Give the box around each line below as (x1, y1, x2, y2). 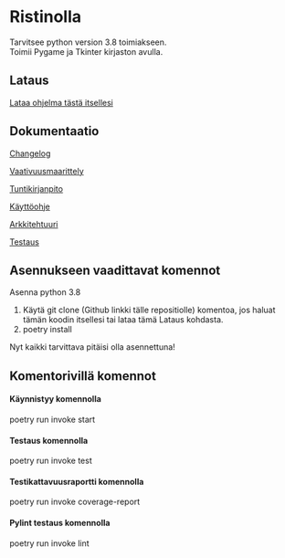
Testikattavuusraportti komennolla (9, 476, 144, 487)
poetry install (22, 324, 73, 335)
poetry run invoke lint (9, 537, 90, 549)
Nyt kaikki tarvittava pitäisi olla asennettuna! (9, 342, 175, 353)
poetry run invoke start (9, 414, 96, 425)
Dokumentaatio (9, 123, 100, 139)
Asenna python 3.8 (9, 287, 81, 298)
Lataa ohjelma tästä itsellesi (9, 97, 114, 108)
